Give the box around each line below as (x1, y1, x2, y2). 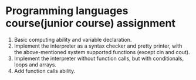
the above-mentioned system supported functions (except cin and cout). (13, 48, 190, 55)
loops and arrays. (13, 61, 57, 68)
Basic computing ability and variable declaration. (13, 36, 132, 43)
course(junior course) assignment (5, 16, 175, 30)
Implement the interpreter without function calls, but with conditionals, (13, 55, 184, 62)
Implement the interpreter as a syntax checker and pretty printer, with (13, 42, 183, 49)
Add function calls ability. (13, 67, 76, 74)
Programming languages (5, 4, 129, 18)
